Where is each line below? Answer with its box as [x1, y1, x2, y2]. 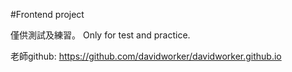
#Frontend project [10, 9, 85, 20]
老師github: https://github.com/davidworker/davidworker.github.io [10, 50, 282, 62]
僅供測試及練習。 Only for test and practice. [10, 29, 191, 41]
